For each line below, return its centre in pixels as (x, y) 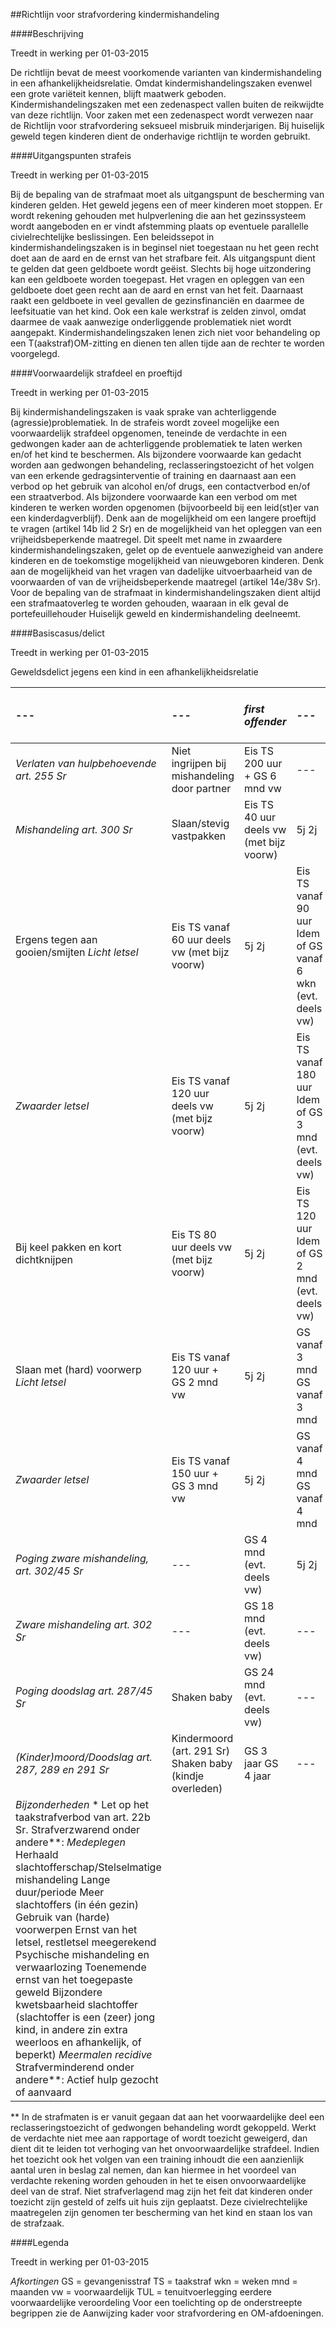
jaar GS (261, 1763)
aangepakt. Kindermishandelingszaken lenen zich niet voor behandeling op (165, 332)
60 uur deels (201, 939)
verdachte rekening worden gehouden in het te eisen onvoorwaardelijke (158, 2180)
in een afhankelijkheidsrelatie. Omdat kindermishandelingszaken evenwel (161, 83)
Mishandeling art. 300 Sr (74, 829)
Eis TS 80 (194, 1234)
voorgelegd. (35, 353)
